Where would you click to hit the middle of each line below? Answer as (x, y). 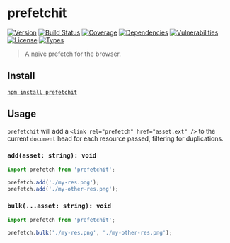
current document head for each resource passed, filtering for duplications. (116, 138)
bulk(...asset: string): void (59, 206)
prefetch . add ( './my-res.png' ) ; (53, 182)
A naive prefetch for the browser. (73, 54)
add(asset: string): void (52, 156)
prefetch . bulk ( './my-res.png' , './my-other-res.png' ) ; (90, 232)
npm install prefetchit (42, 92)
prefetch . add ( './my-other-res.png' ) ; (63, 189)
